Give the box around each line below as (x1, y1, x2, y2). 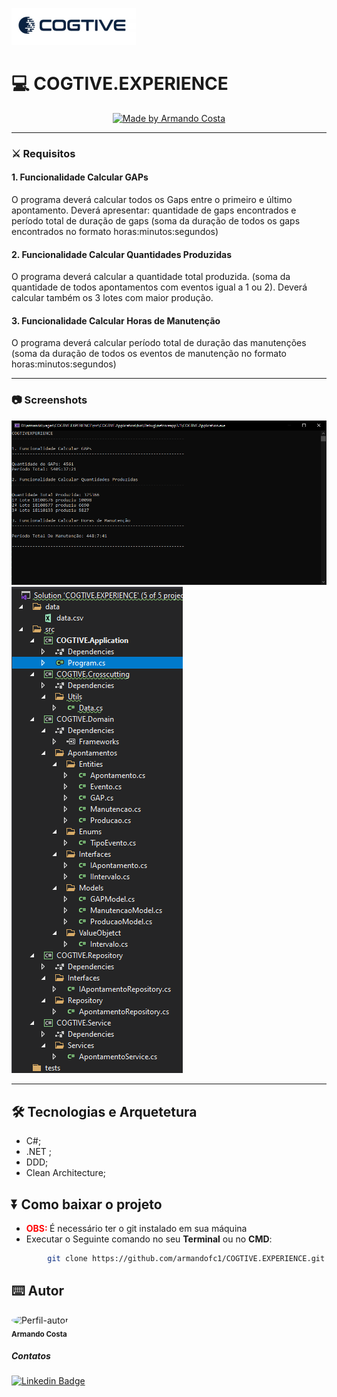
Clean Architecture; (25, 1167, 107, 1179)
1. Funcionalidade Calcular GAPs (11, 171, 149, 183)
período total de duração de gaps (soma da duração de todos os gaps (11, 215, 301, 227)
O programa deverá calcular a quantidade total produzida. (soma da (11, 271, 291, 283)
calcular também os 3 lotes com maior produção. (11, 292, 214, 304)
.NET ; (25, 1146, 52, 1158)
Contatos (11, 1350, 51, 1362)
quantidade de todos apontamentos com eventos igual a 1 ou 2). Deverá (11, 281, 308, 293)
